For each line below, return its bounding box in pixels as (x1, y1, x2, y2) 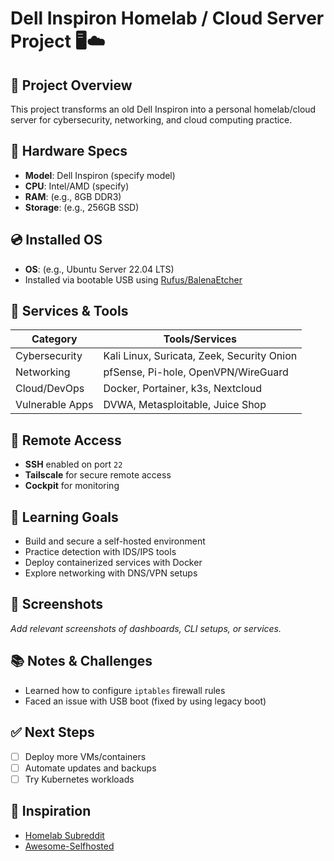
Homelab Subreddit (24, 829, 105, 841)
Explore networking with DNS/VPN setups (24, 567, 198, 579)
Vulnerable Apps (15, 398, 94, 412)
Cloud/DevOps (15, 382, 85, 396)
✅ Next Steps (10, 724, 95, 741)
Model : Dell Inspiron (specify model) (24, 169, 176, 181)
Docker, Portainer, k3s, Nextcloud (103, 382, 262, 396)
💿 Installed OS (10, 232, 103, 249)
